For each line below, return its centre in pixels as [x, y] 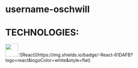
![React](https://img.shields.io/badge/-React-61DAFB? [76, 55]
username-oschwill [48, 9]
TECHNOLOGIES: [42, 33]
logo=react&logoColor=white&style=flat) [48, 60]
